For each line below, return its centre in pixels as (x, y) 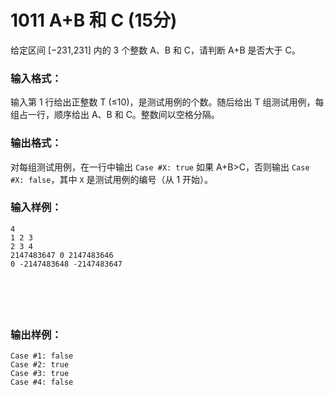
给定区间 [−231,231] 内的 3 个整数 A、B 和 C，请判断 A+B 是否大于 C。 (155, 50)
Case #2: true (40, 365)
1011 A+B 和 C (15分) (94, 20)
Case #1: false (42, 356)
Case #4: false (42, 382)
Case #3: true (40, 374)
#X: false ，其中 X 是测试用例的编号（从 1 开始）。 (112, 179)
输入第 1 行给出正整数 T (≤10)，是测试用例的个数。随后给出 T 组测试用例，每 (167, 102)
